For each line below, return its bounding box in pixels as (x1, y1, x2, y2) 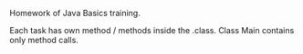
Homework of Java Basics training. (9, 8, 141, 18)
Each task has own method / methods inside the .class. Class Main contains (9, 25, 295, 35)
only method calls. (9, 35, 79, 45)
